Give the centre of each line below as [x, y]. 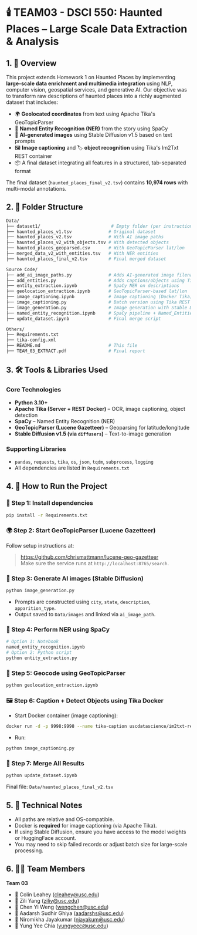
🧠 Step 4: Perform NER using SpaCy [58, 629]
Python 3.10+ [31, 402]
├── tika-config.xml [31, 340]
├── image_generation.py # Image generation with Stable [97, 308]
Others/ [16, 329]
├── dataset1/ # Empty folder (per [84, 226]
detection [26, 415]
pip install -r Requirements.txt [47, 515]
